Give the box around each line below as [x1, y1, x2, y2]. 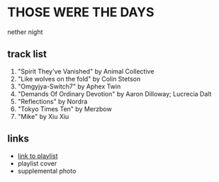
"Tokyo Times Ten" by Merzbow [17, 104, 112, 113]
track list [7, 48, 47, 60]
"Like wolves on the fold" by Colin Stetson [17, 74, 141, 83]
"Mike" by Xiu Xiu [17, 112, 69, 120]
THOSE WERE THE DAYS [7, 4, 155, 21]
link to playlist [17, 152, 58, 160]
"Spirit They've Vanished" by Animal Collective [17, 67, 155, 75]
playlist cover [17, 159, 57, 167]
